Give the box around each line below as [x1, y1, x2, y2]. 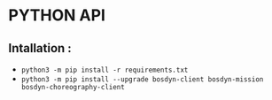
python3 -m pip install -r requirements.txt [20, 65, 189, 74]
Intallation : [8, 41, 72, 56]
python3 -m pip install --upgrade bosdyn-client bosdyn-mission [20, 75, 264, 84]
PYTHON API [8, 5, 105, 26]
